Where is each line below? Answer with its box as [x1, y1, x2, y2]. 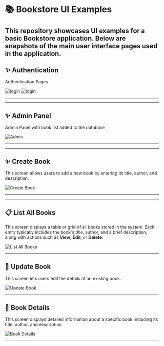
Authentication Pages [5, 79, 48, 85]
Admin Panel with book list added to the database [5, 125, 105, 131]
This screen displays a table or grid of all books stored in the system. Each [5, 224, 155, 230]
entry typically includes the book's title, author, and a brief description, [5, 229, 147, 235]
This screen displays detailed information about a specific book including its [5, 316, 158, 322]
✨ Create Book [5, 157, 50, 166]
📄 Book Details [5, 304, 50, 312]
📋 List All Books [5, 209, 56, 217]
